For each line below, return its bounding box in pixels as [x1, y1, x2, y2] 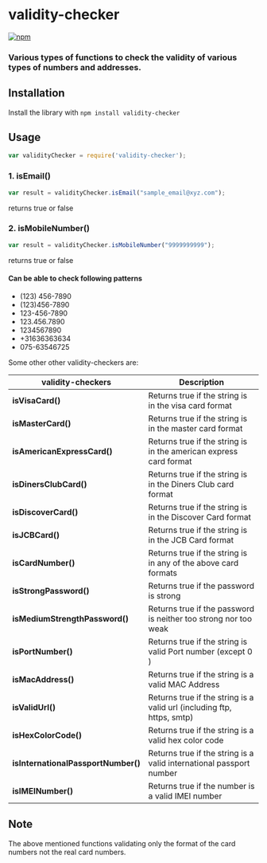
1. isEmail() [8, 171, 52, 182]
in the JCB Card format [148, 534, 234, 545]
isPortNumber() [12, 645, 73, 657]
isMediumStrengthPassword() [12, 613, 129, 624]
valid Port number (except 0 [148, 645, 253, 657]
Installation [8, 86, 65, 100]
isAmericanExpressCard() [12, 445, 113, 457]
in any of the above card [148, 557, 239, 568]
